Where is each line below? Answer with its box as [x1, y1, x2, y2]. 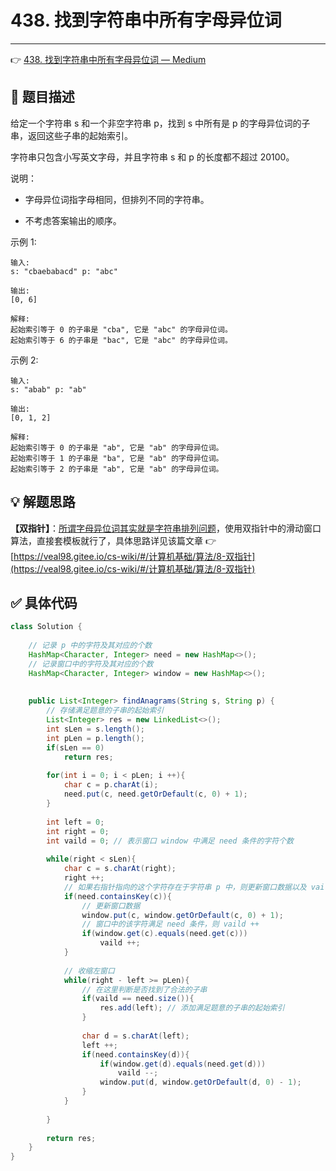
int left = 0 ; [46, 817, 105, 827]
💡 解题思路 [10, 494, 76, 511]
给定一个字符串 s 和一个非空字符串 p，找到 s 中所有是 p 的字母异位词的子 [10, 117, 311, 129]
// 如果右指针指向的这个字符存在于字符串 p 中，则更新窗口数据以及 [63, 882, 307, 892]
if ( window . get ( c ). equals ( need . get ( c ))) [81, 929, 248, 939]
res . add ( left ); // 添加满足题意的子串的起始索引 [99, 1003, 285, 1013]
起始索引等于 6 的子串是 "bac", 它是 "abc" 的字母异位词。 [10, 335, 233, 345]
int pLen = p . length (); [46, 733, 145, 743]
